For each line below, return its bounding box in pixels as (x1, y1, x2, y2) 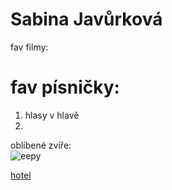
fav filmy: (10, 41, 49, 53)
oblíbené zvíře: (10, 139, 72, 151)
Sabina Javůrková (10, 8, 163, 31)
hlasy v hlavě (24, 109, 80, 121)
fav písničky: (10, 76, 120, 99)
